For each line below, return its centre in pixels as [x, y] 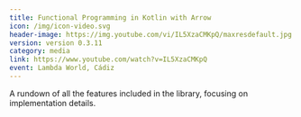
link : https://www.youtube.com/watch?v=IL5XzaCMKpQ [108, 59]
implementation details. [53, 103]
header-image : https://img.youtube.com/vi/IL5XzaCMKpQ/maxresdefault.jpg [151, 34]
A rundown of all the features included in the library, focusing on [129, 93]
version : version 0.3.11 [56, 43]
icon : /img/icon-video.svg [60, 26]
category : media [40, 51]
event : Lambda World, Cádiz [62, 68]
